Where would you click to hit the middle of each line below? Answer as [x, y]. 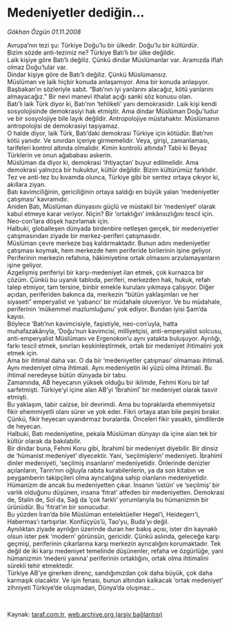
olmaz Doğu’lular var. [37, 67]
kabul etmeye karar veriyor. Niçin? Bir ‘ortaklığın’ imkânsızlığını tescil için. [111, 214]
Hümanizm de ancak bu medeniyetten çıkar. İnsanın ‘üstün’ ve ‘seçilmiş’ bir [114, 485]
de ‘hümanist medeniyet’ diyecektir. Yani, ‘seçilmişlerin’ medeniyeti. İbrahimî [115, 455]
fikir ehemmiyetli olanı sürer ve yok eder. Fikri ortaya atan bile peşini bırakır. [114, 411]
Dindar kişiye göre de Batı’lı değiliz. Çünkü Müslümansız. [87, 75]
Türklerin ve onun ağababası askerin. [60, 155]
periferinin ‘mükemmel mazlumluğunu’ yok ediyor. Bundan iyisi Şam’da [107, 309]
